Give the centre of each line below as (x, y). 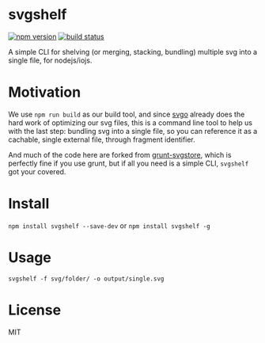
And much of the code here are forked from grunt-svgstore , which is (120, 154)
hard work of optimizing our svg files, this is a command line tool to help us (131, 122)
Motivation (45, 92)
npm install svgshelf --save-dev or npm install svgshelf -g (110, 225)
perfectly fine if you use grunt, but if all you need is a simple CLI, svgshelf (129, 163)
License (35, 310)
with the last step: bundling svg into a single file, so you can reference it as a (133, 131)
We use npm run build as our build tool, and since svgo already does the (127, 114)
